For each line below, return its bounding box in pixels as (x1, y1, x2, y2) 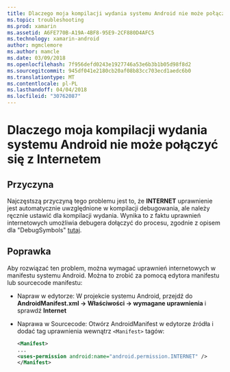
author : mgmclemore (7, 42, 63, 49)
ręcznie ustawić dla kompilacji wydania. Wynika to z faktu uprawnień (7, 212, 201, 219)
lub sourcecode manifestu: (7, 278, 83, 286)
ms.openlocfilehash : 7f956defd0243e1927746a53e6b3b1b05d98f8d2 (7, 61, 192, 68)
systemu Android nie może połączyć (7, 137, 218, 153)
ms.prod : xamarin (7, 23, 57, 29)
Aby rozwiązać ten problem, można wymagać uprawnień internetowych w (7, 264, 216, 272)
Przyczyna (7, 179, 54, 190)
